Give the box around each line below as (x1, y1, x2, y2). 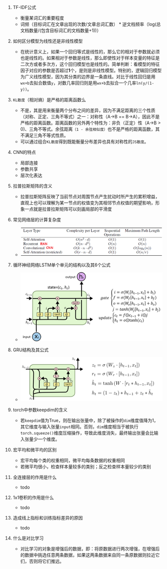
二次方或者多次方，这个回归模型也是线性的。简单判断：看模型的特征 (20, 61, 160, 67)
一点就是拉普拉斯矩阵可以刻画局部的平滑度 (24, 206, 112, 212)
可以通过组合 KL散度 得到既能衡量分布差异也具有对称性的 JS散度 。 (20, 139, 149, 144)
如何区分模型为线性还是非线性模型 (12, 38, 83, 44)
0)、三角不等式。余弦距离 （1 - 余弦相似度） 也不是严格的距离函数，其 (20, 126, 160, 132)
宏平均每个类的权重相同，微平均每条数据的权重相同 (20, 457, 125, 463)
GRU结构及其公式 (12, 347, 49, 353)
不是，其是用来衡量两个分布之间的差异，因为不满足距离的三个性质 (20, 107, 156, 113)
